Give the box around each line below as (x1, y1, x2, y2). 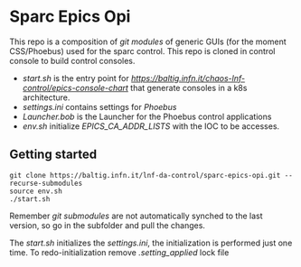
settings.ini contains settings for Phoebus (22, 101, 177, 112)
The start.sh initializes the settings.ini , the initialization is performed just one (9, 237, 293, 248)
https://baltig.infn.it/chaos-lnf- (130, 72, 246, 83)
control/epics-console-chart (22, 82, 129, 93)
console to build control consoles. (9, 55, 136, 66)
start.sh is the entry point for (22, 72, 129, 83)
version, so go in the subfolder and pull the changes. (9, 219, 206, 231)
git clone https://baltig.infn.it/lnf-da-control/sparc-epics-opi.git (9, 170, 281, 180)
